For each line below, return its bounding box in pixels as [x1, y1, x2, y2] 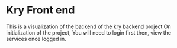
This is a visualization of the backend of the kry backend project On [6, 23, 172, 30]
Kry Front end [6, 4, 75, 17]
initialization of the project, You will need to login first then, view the [6, 29, 172, 36]
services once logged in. [6, 35, 66, 42]
